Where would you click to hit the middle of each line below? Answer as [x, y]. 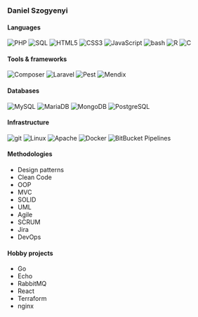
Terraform [32, 299]
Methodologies [30, 154]
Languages [24, 27]
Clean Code [35, 177]
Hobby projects [31, 253]
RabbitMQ [32, 284]
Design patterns [41, 169]
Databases [24, 91]
